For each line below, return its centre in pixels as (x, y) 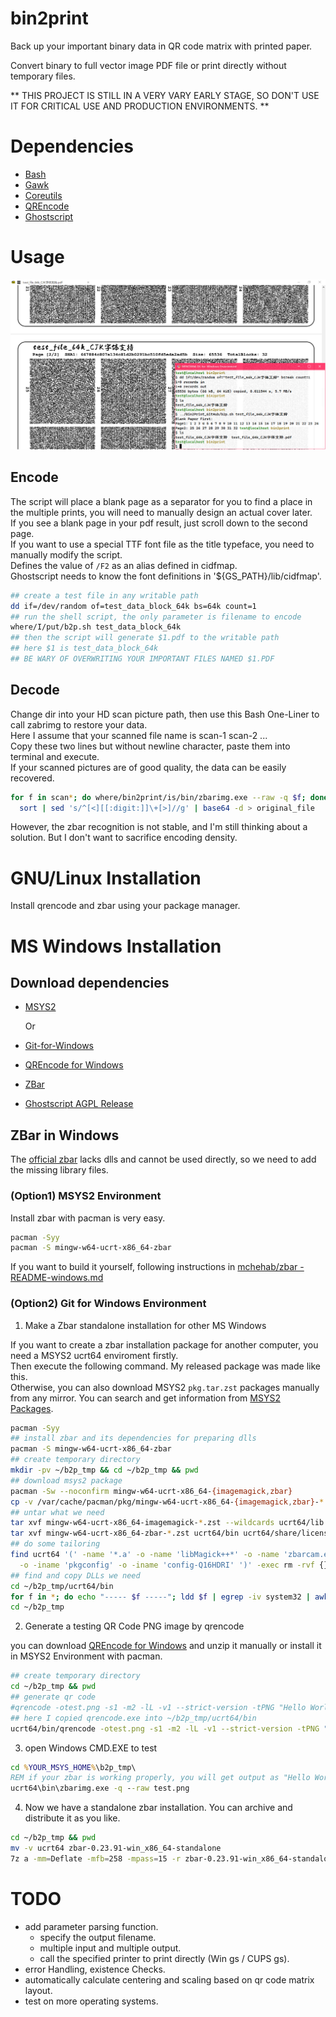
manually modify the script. (66, 554)
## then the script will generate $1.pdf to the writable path (145, 638)
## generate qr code (53, 1697)
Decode (35, 690)
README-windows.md (57, 1278)
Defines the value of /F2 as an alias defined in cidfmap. (124, 565)
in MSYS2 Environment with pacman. (86, 1656)
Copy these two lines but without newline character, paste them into (150, 746)
